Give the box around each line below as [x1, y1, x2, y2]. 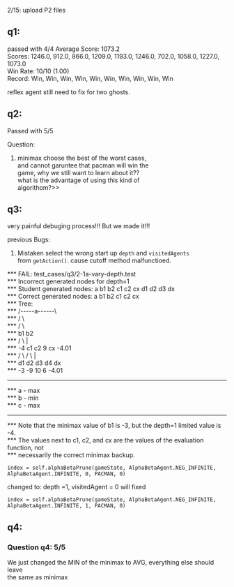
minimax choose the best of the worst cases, [17, 154, 147, 162]
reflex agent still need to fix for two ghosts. [7, 87, 130, 96]
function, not [7, 443, 44, 452]
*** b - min [7, 394, 39, 402]
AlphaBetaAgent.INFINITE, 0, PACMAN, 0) [7, 470, 127, 477]
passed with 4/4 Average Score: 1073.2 [7, 45, 120, 53]
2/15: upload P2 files [7, 6, 66, 14]
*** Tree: [7, 299, 33, 308]
